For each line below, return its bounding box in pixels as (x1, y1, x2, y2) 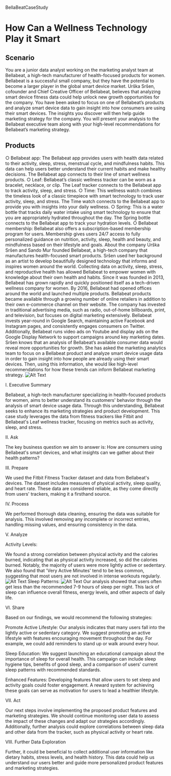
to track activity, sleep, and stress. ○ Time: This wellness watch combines (5, 187, 162, 193)
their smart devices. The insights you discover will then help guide (5, 110, 144, 116)
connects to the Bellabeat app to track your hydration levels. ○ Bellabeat (5, 220, 158, 226)
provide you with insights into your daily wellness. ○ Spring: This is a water (5, 204, 163, 210)
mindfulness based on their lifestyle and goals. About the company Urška (5, 241, 160, 248)
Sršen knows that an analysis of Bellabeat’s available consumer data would (5, 339, 163, 345)
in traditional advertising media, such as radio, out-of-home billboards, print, (5, 306, 166, 313)
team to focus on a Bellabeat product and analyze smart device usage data (5, 350, 163, 356)
